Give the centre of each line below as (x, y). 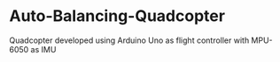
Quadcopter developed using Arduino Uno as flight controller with (129, 40)
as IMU (43, 49)
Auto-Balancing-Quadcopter (117, 16)
